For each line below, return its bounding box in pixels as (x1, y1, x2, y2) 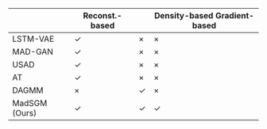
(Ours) (12, 108, 37, 118)
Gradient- (215, 10, 254, 21)
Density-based (154, 10, 214, 21)
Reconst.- (83, 10, 122, 21)
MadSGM (12, 98, 48, 108)
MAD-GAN (12, 47, 54, 57)
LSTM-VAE (12, 33, 55, 44)
